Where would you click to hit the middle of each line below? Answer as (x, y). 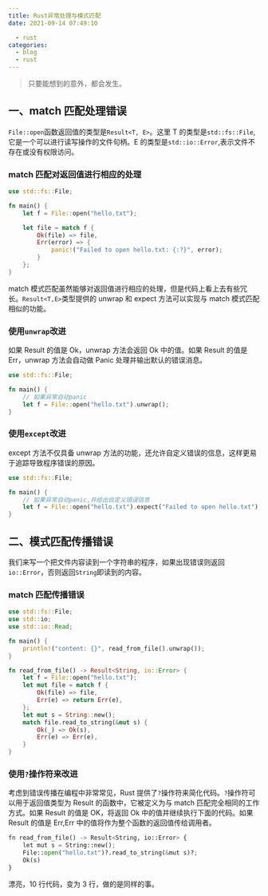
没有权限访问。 (53, 152)
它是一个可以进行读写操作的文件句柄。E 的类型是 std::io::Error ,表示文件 (128, 141)
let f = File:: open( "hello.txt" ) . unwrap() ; (96, 404)
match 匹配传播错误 (47, 594)
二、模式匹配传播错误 (61, 541)
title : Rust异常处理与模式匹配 (55, 16)
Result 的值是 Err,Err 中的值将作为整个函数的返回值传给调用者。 (112, 823)
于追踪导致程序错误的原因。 (54, 462)
